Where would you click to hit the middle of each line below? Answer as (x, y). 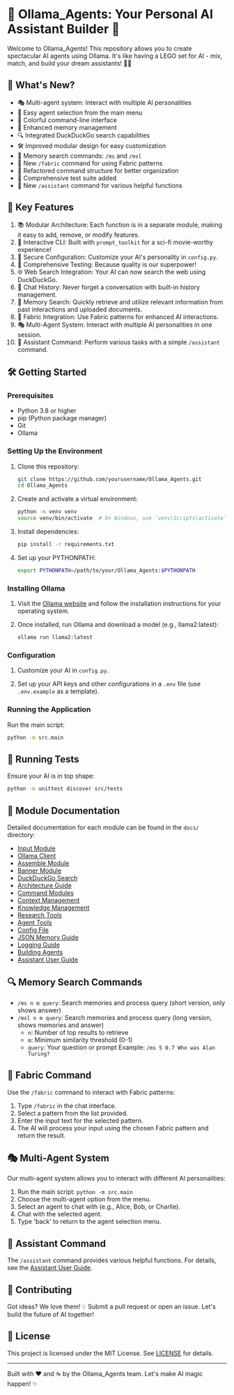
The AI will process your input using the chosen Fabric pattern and (113, 1128)
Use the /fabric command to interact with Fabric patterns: (91, 1092)
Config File (33, 930)
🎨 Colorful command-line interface (67, 120)
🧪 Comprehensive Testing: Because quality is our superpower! (107, 264)
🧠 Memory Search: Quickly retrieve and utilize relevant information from (120, 302)
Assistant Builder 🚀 (64, 29)
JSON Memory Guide (48, 937)
